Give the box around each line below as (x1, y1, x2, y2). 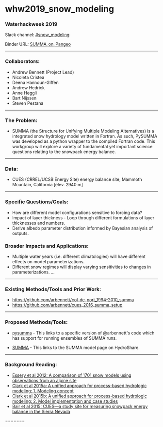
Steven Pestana (12, 100, 44, 106)
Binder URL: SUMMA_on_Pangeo (5, 41, 71, 47)
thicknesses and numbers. (12, 220, 65, 226)
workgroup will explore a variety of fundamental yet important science (12, 144, 153, 150)
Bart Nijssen (12, 95, 37, 101)
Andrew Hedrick (12, 84, 45, 91)
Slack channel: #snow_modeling (5, 32, 70, 38)
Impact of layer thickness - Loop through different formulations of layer (12, 214, 154, 220)
